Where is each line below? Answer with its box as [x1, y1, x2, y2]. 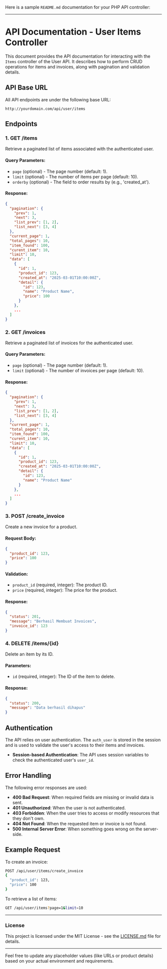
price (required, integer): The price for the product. [12, 587, 118, 593]
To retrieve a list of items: [5, 895, 57, 901]
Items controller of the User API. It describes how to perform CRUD [5, 58, 143, 64]
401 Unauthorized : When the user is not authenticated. [12, 805, 126, 810]
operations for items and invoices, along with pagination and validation [5, 64, 150, 70]
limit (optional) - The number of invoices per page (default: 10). [12, 368, 144, 374]
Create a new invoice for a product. [5, 524, 78, 530]
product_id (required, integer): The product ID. [12, 582, 108, 588]
